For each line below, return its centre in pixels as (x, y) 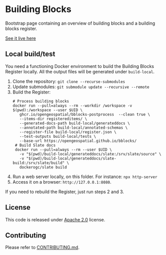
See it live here (21, 38)
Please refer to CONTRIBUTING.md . (42, 247)
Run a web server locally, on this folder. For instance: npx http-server (85, 177)
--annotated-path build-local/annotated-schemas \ (73, 127)
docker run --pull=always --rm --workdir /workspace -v (72, 106)
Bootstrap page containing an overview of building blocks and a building (80, 23)
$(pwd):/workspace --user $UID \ (48, 110)
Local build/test (30, 54)
